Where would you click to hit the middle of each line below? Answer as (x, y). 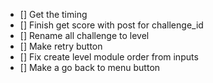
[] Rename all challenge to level (84, 35)
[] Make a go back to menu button (90, 67)
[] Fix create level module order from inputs (109, 57)
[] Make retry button (61, 46)
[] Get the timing (53, 14)
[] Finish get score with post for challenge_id (111, 25)
